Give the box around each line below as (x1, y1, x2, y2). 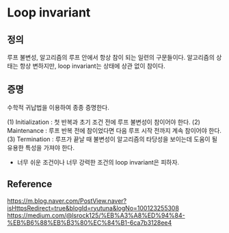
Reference (7, 178, 53, 190)
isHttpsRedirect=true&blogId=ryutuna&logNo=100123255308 (7, 204, 180, 212)
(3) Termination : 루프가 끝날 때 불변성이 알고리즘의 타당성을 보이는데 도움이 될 (7, 135, 217, 143)
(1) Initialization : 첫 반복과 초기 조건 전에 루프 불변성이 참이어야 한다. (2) (7, 118, 200, 126)
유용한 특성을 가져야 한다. (7, 143, 75, 151)
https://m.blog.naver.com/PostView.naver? (7, 197, 127, 205)
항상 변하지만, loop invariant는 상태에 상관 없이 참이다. (19, 62, 165, 70)
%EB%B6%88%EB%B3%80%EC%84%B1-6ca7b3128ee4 (7, 218, 172, 227)
